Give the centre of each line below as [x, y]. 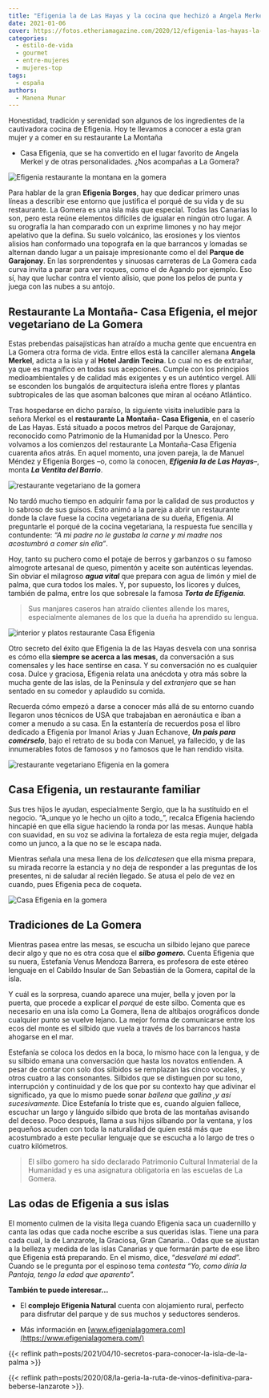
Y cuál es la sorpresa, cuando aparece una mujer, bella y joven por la [122, 994]
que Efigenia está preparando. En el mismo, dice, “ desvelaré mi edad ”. [124, 1257]
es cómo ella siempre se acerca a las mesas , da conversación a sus [121, 657]
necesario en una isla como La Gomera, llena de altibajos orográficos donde [134, 1011]
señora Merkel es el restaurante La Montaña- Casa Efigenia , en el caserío [131, 419]
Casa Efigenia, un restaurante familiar [104, 790]
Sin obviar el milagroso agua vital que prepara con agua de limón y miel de [132, 576]
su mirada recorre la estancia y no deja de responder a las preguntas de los [133, 867]
